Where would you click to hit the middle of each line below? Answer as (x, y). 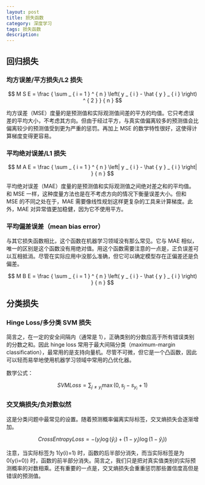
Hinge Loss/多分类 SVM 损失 (49, 322)
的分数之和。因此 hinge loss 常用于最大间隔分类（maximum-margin (91, 345)
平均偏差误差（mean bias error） (56, 227)
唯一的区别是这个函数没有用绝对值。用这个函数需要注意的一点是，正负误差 (100, 249)
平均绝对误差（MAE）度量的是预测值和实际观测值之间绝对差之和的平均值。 (100, 186)
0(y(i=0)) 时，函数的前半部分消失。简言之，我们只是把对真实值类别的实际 (99, 461)
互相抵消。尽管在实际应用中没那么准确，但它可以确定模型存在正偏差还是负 (105, 256)
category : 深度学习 (29, 23)
